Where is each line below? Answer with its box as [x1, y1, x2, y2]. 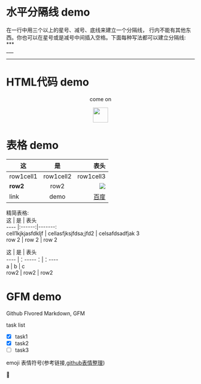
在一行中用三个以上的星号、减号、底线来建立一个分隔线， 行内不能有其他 [6, 26, 186, 33]
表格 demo [6, 139, 59, 153]
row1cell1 [9, 172, 38, 180]
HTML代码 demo [6, 75, 90, 89]
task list [6, 321, 26, 328]
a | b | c [6, 263, 25, 270]
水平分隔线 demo [6, 5, 90, 19]
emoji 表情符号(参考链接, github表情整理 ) [6, 359, 105, 366]
